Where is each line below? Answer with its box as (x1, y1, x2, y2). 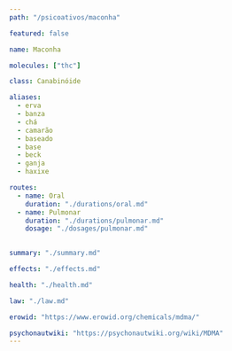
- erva (17, 101, 42, 111)
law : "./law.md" (9, 296, 69, 306)
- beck (17, 151, 42, 160)
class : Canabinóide (9, 77, 81, 86)
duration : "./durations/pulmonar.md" (25, 216, 165, 225)
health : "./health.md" (9, 280, 93, 289)
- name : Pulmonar (17, 207, 81, 217)
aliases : (9, 93, 42, 102)
